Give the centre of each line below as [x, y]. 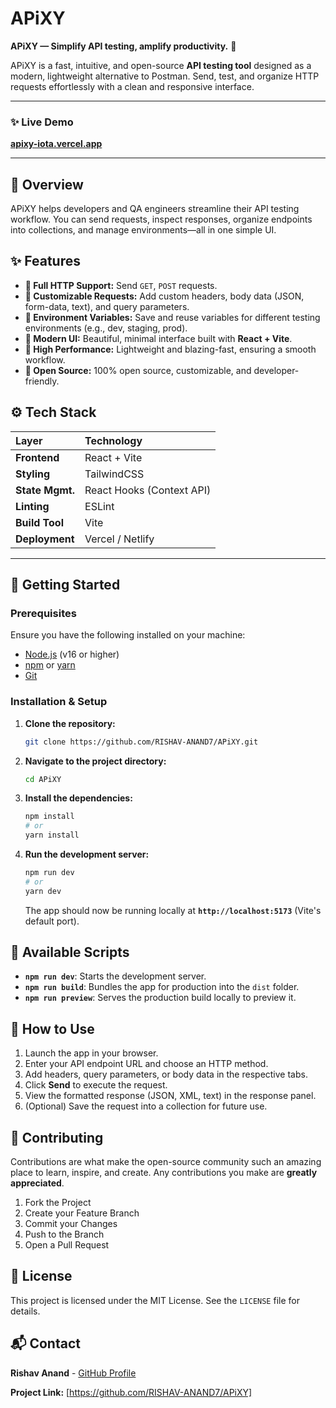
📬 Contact [45, 1343]
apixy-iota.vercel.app [56, 144]
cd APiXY [43, 779]
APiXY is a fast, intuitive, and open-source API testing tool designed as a [161, 65]
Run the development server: [87, 854]
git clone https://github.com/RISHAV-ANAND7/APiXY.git [141, 742]
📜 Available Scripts [70, 952]
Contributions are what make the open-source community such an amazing [166, 1162]
